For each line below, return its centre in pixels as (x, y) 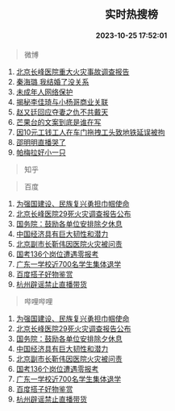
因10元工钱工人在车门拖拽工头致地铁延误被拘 (90, 132)
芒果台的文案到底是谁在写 (58, 122)
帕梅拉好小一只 (41, 152)
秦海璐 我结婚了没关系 (52, 81)
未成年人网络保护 (44, 92)
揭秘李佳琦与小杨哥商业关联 (62, 102)
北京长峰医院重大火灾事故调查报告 (73, 72)
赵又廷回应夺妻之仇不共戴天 (62, 112)
